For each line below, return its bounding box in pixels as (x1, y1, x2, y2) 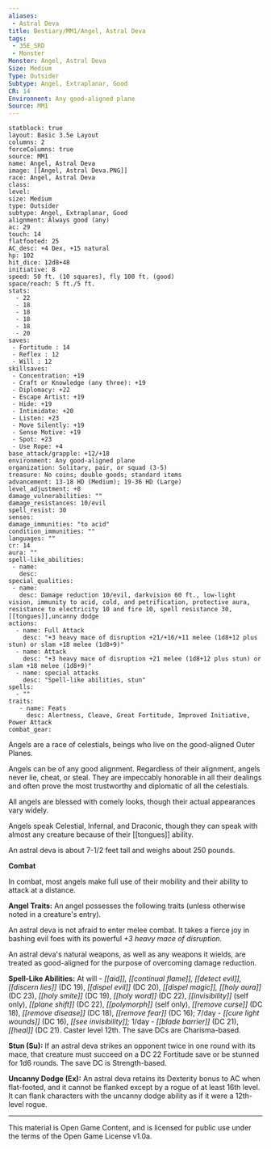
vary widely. (8, 805, 49, 815)
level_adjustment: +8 (8, 485, 81, 493)
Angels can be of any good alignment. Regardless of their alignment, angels (8, 764, 261, 774)
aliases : (8, 11, 38, 20)
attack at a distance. (8, 885, 77, 895)
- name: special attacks (15, 669, 99, 678)
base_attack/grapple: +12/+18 (8, 450, 110, 458)
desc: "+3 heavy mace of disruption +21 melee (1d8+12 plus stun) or (23, 655, 262, 663)
